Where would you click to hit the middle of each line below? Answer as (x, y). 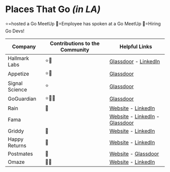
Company (24, 47)
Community (75, 50)
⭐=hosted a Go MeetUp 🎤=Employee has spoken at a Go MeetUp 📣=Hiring (83, 23)
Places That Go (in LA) (53, 9)
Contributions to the (75, 43)
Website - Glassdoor (134, 154)
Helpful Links (136, 47)
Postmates (20, 154)
